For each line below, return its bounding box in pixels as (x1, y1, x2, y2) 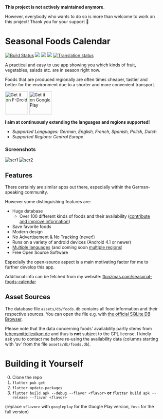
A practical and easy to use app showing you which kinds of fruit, (5, 62, 136, 68)
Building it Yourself (5, 358, 84, 369)
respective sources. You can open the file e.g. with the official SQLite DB (5, 311, 151, 317)
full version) (5, 409, 29, 415)
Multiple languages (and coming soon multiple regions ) (12, 245, 123, 250)
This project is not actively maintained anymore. (5, 4, 105, 10)
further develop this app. (5, 264, 55, 270)
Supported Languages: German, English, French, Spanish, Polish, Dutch (12, 129, 157, 134)
